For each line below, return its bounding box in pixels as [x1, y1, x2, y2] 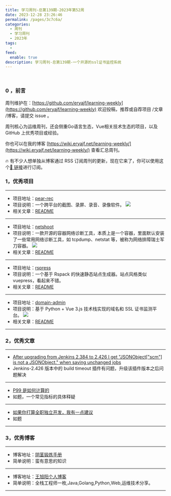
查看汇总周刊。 [91, 147, 123, 153]
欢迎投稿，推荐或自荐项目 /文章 [97, 106, 163, 112]
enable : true [10, 54, 38, 60]
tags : [5, 41, 17, 46]
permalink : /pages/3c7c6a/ [5, 17, 63, 22]
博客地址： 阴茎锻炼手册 [12, 452, 62, 458]
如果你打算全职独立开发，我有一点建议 [12, 409, 93, 416]
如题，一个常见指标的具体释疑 [12, 394, 75, 400]
